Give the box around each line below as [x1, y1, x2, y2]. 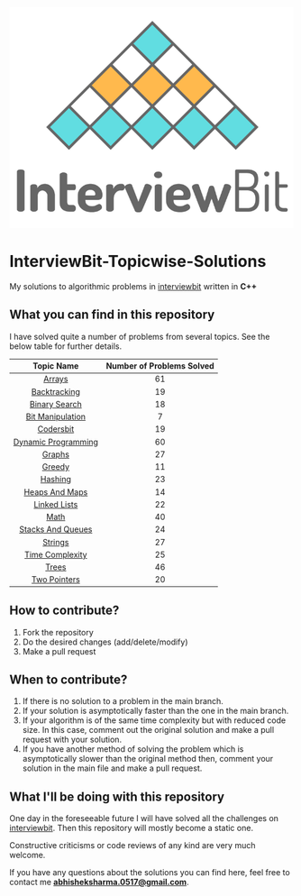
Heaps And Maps [23, 486, 88, 498]
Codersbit [37, 424, 75, 434]
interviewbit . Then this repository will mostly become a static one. [9, 823, 254, 834]
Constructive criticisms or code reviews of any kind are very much [9, 840, 256, 851]
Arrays [43, 373, 68, 385]
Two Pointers [31, 574, 81, 585]
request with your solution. [22, 734, 123, 745]
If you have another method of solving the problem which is [22, 744, 244, 754]
